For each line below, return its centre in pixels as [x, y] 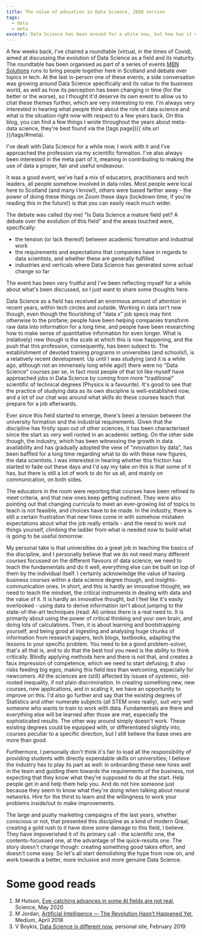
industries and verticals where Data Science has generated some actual [104, 265]
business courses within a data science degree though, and [80, 580]
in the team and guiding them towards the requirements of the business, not [100, 771]
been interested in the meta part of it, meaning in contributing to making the [100, 159]
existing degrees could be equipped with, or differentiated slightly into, [94, 727]
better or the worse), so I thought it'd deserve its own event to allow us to [97, 97]
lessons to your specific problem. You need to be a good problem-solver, [97, 644]
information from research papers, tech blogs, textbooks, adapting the [93, 638]
